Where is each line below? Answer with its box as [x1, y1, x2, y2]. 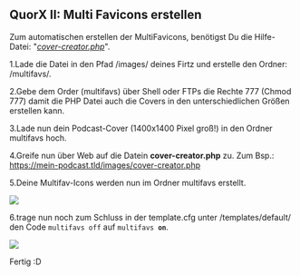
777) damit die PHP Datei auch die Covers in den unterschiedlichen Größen [9, 95, 290, 106]
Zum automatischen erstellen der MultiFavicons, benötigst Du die [9, 31, 253, 42]
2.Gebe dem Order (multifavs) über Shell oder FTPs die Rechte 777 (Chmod [9, 85, 292, 96]
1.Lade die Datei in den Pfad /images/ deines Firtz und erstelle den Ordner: [9, 58, 288, 69]
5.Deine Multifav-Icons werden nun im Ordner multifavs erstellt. [9, 177, 247, 188]
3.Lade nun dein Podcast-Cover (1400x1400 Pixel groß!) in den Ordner [9, 123, 274, 133]
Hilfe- [254, 31, 276, 42]
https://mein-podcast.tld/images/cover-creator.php [9, 159, 201, 171]
